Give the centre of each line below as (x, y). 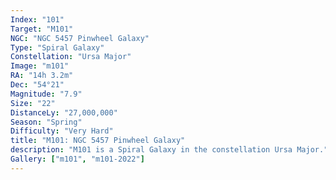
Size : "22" (33, 103)
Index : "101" (37, 19)
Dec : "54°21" (37, 85)
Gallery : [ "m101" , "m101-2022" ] (77, 159)
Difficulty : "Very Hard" (62, 131)
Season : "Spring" (46, 122)
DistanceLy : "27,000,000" (64, 112)
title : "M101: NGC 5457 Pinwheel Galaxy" (98, 141)
